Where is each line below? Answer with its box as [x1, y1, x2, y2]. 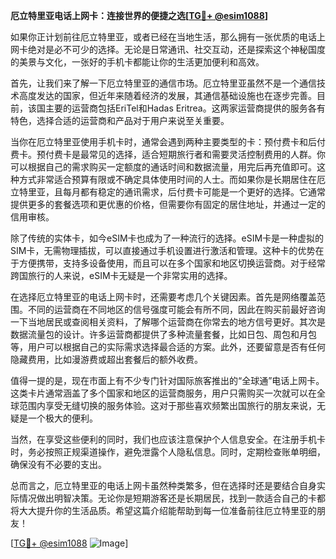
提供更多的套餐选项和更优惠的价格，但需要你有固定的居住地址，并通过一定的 [10, 199, 326, 210]
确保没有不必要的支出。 [10, 459, 107, 470]
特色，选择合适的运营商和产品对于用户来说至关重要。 [10, 115, 230, 126]
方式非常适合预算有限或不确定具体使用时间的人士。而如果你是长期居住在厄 [18, 174, 326, 185]
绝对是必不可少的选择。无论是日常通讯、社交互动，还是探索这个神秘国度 [27, 44, 326, 55]
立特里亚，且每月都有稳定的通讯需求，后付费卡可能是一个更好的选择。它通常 [10, 186, 326, 198]
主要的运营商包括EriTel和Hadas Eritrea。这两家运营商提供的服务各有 [44, 102, 326, 114]
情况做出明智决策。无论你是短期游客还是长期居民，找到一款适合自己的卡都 [18, 492, 326, 504]
